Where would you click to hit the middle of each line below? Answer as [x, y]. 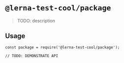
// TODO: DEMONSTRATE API [31, 56]
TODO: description [36, 21]
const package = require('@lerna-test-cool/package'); [62, 47]
